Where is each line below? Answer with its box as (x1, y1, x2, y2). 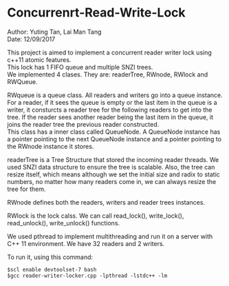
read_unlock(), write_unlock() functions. (7, 218, 120, 227)
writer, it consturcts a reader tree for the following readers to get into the (7, 105, 212, 114)
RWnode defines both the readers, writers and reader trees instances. (7, 198, 205, 206)
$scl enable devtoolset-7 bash (7, 266, 97, 273)
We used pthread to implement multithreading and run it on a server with (7, 232, 213, 241)
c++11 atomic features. (7, 55, 72, 63)
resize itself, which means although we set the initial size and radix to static (7, 170, 220, 178)
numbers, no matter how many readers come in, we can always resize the (7, 177, 217, 185)
